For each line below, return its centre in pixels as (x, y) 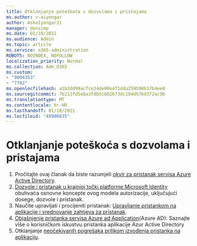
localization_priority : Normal (45, 61)
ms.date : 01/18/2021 (32, 34)
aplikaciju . (27, 237)
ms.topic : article (29, 45)
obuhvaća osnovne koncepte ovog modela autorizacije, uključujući (96, 193)
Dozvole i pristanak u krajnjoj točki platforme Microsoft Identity (91, 187)
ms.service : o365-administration (47, 50)
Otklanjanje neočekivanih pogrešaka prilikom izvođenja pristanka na (97, 231)
